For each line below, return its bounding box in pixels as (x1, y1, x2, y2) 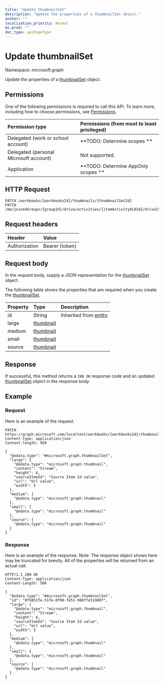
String (33, 312, 47, 319)
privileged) (80, 126, 106, 133)
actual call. (5, 563, 27, 568)
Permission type (7, 123, 47, 130)
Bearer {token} (43, 242, 77, 249)
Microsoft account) (7, 155, 52, 161)
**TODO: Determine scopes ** (80, 138, 153, 144)
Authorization (7, 242, 39, 249)
